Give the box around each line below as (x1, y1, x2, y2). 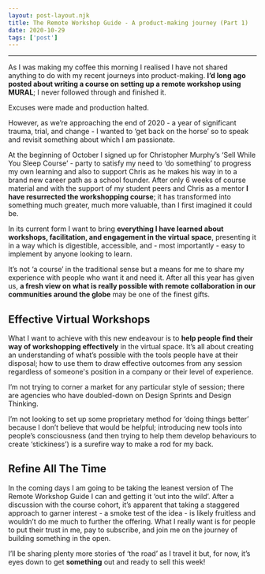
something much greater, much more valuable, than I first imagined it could (8, 200, 252, 210)
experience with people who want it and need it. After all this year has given (8, 273, 255, 282)
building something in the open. (8, 533, 111, 542)
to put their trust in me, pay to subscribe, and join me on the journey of (8, 525, 238, 535)
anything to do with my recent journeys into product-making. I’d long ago (8, 71, 246, 80)
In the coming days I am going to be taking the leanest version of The (8, 483, 234, 493)
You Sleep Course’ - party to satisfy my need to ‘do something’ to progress (8, 158, 252, 168)
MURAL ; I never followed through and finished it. (8, 88, 167, 97)
